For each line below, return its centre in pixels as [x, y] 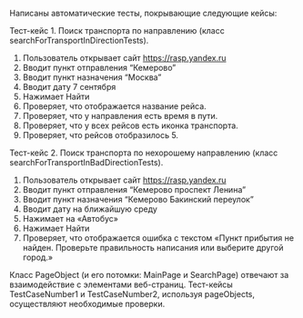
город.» [38, 257]
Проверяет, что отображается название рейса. [114, 106]
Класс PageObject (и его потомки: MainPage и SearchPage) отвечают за [149, 275]
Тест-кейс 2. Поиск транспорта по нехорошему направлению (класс [144, 153]
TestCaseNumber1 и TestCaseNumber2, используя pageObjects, [132, 294]
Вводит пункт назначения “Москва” [92, 77]
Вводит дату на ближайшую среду [90, 209]
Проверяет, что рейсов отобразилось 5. [101, 135]
